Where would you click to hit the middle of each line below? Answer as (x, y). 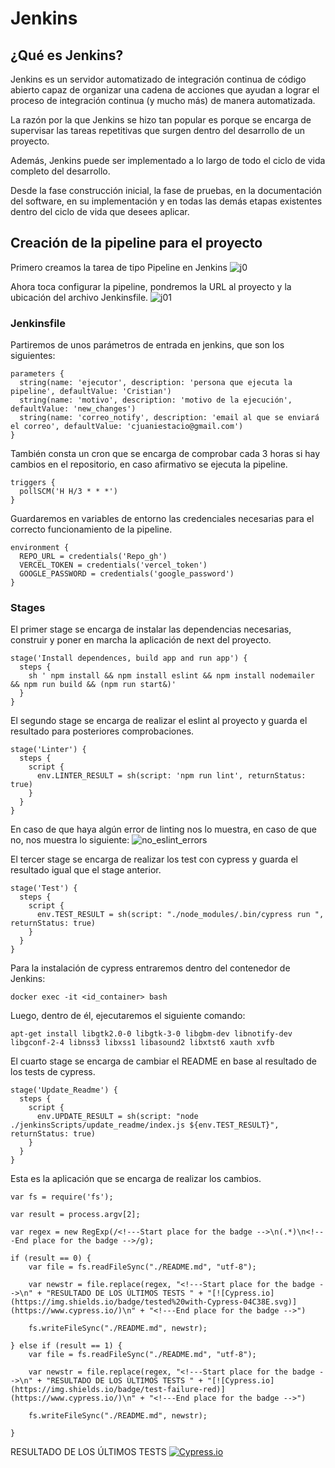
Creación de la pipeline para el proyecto (136, 243)
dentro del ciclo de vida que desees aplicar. (100, 211)
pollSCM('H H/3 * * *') (68, 492)
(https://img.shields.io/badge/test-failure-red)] (118, 1390)
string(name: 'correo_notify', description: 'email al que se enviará (169, 418)
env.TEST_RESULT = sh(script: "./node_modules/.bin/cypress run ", (180, 915)
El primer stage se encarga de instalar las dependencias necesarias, (151, 629)
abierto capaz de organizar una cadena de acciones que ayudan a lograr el (165, 90)
